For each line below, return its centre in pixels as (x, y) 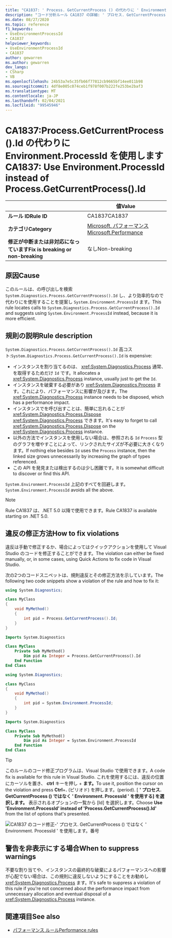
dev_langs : (17, 67)
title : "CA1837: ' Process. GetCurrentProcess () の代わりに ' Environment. (87, 10)
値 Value (126, 207)
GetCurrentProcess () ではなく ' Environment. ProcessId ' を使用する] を (83, 796)
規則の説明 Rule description (49, 336)
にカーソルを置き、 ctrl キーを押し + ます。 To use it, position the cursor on (84, 783)
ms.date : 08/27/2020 (27, 19)
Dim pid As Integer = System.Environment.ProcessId (80, 741)
